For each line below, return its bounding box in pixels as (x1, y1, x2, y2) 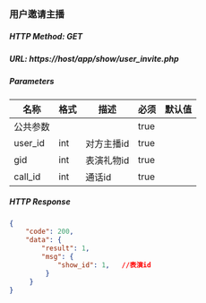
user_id (13, 136, 45, 149)
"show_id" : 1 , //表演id (56, 260, 151, 270)
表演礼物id (85, 154, 130, 167)
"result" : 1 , (41, 244, 90, 253)
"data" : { (25, 236, 63, 245)
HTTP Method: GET (9, 30, 83, 41)
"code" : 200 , (25, 227, 74, 237)
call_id (13, 170, 41, 183)
